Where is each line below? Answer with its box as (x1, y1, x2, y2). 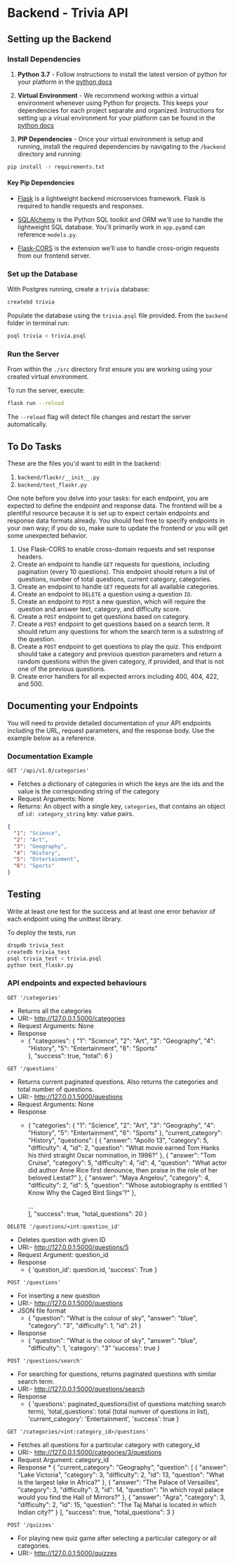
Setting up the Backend (7, 33, 112, 45)
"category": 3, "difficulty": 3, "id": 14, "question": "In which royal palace (17, 1485, 224, 1494)
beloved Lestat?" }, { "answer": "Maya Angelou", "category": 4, (27, 1173, 210, 1182)
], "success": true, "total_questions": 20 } (27, 1209, 147, 1218)
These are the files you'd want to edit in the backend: (7, 459, 161, 468)
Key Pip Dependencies (7, 178, 75, 187)
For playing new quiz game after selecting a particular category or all (17, 1534, 217, 1542)
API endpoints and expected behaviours (7, 978, 147, 988)
